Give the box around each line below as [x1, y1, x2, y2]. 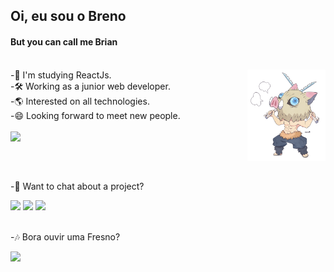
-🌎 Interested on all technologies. [10, 95, 150, 107]
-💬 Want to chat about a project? [10, 180, 145, 192]
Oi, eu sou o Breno [10, 8, 127, 25]
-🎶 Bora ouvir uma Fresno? [10, 230, 121, 243]
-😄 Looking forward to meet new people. [10, 109, 181, 121]
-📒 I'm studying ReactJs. [10, 69, 112, 81]
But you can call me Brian [10, 35, 118, 48]
